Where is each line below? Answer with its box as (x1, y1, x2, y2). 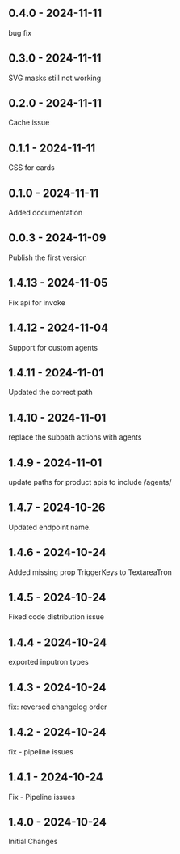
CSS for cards (8, 163, 55, 172)
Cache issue (8, 117, 50, 128)
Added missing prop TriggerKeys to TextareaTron (8, 567, 172, 577)
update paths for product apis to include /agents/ (8, 477, 172, 486)
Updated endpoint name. (8, 522, 91, 532)
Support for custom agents (8, 342, 98, 352)
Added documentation (8, 208, 83, 218)
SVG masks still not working (8, 73, 102, 83)
